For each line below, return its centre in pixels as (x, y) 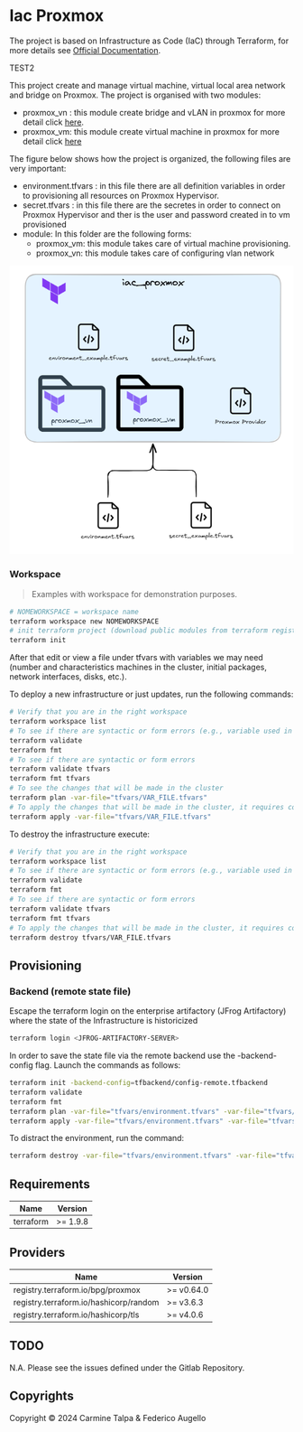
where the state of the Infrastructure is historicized (104, 1021)
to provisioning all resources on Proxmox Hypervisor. (120, 195)
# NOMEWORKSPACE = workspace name (74, 612)
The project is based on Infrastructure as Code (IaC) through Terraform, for (149, 41)
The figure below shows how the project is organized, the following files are (150, 158)
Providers (37, 1252)
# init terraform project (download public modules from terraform (139, 631)
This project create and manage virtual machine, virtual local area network (147, 85)
